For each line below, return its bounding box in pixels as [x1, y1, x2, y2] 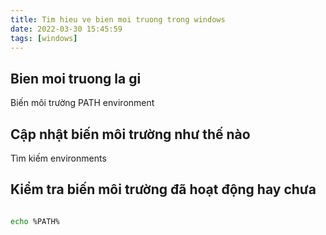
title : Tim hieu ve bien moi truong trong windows [10, 14, 226, 25]
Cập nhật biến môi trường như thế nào [10, 126, 251, 143]
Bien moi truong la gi [10, 70, 142, 87]
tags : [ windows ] [10, 33, 78, 43]
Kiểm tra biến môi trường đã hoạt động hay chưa [10, 181, 317, 198]
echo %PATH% [10, 216, 60, 226]
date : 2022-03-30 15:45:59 [10, 24, 123, 34]
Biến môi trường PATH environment [10, 97, 155, 109]
